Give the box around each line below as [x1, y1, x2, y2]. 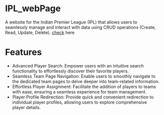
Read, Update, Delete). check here [5, 29, 75, 35]
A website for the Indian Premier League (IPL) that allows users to [5, 19, 138, 25]
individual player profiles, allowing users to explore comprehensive [12, 99, 147, 105]
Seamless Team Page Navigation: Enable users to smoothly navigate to [12, 73, 156, 79]
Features [5, 47, 42, 58]
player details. [12, 104, 41, 110]
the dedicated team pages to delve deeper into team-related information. [12, 78, 160, 84]
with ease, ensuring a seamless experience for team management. [12, 89, 147, 94]
